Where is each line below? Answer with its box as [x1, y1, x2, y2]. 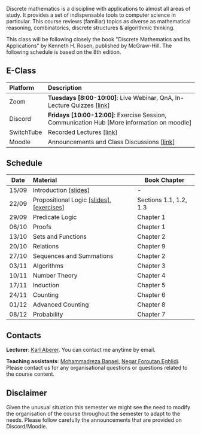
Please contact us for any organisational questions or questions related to [6, 364, 188, 372]
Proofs [32, 223, 52, 231]
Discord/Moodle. [6, 423, 48, 430]
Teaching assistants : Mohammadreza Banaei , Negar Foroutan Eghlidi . [6, 358, 180, 365]
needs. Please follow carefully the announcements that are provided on [6, 416, 182, 424]
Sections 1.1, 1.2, [137, 196, 187, 204]
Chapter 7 [137, 310, 166, 318]
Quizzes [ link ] [71, 101, 110, 109]
